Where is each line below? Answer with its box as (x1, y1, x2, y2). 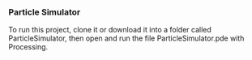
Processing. (8, 42, 49, 52)
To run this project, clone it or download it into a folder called (8, 25, 212, 35)
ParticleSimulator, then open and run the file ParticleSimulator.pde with (8, 33, 245, 43)
